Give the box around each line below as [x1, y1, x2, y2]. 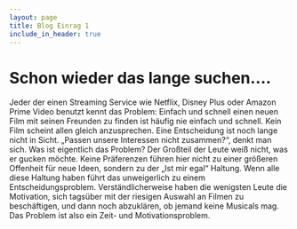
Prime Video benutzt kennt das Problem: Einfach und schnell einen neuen [9, 107, 278, 117]
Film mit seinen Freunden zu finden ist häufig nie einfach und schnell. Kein [9, 116, 282, 127]
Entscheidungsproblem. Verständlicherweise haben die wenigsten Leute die [9, 182, 287, 193]
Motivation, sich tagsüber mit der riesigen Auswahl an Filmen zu [9, 192, 245, 202]
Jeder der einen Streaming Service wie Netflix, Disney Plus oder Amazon [9, 97, 277, 107]
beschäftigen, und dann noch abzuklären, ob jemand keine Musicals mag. [9, 201, 280, 211]
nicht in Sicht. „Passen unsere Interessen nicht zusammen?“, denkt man [9, 135, 272, 146]
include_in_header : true [9, 29, 101, 38]
